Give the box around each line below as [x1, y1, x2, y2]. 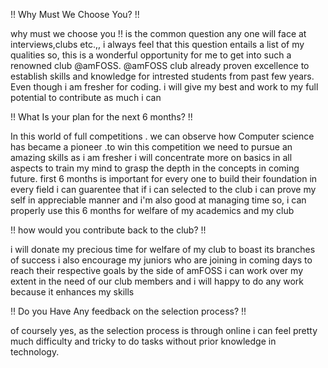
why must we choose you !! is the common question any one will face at [10, 28, 307, 39]
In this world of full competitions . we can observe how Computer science [10, 130, 315, 142]
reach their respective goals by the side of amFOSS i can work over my [10, 265, 303, 276]
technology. [10, 346, 60, 358]
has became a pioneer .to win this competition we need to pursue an [10, 141, 293, 153]
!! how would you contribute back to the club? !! [10, 224, 207, 236]
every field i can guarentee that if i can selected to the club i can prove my [10, 184, 317, 195]
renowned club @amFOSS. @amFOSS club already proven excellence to [10, 60, 310, 71]
